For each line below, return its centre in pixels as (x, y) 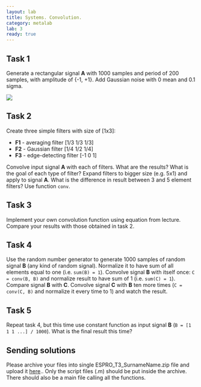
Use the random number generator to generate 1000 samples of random (96, 259)
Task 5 (19, 310)
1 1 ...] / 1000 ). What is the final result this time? (69, 332)
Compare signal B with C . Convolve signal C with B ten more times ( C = (94, 285)
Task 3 (19, 205)
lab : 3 (14, 29)
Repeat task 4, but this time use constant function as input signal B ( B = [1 (99, 325)
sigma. (14, 86)
